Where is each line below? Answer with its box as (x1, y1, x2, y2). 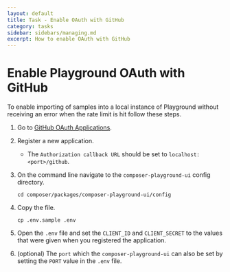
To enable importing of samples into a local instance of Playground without (7, 103, 219, 111)
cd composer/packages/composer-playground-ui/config (16, 191, 172, 198)
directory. (16, 178, 45, 187)
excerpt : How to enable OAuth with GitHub (7, 36, 130, 43)
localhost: (168, 151, 200, 158)
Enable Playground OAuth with (7, 65, 185, 81)
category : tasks (7, 23, 54, 30)
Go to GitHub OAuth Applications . (16, 123, 112, 132)
